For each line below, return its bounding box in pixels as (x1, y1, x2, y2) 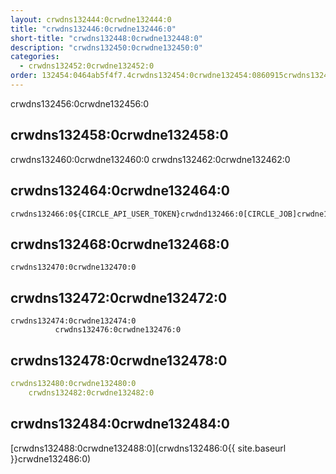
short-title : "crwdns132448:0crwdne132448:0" (10, 33, 203, 43)
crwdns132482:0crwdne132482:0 (28, 387, 155, 398)
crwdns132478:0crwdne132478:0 (10, 352, 228, 369)
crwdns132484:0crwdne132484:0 (10, 416, 230, 433)
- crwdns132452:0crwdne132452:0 (19, 61, 155, 71)
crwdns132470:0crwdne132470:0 (10, 262, 137, 273)
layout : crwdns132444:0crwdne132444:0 (10, 14, 172, 25)
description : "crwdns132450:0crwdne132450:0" (10, 42, 203, 53)
